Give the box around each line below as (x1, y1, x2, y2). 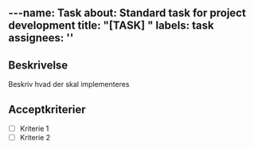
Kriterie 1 (19, 124, 49, 134)
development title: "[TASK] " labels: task (8, 19, 214, 33)
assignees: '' (8, 31, 74, 45)
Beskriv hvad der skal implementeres (8, 80, 130, 89)
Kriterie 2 (19, 133, 51, 143)
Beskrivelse (8, 58, 68, 72)
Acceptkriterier (8, 103, 86, 116)
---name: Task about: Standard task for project (8, 6, 247, 20)
